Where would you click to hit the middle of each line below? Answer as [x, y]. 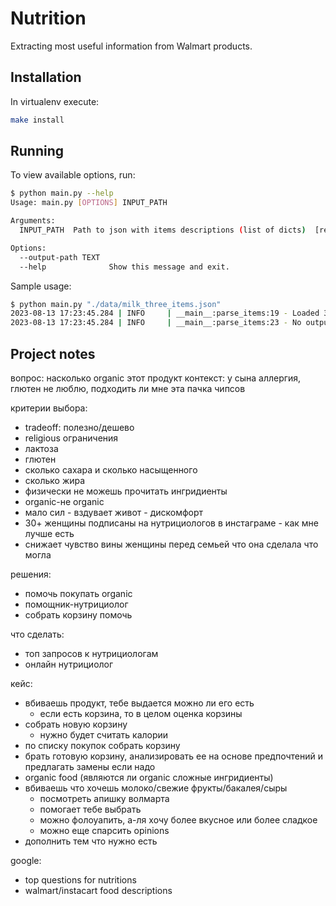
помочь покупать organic [78, 593]
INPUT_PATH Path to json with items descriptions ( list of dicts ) [163, 230]
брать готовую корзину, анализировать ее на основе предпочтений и [173, 756]
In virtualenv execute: [55, 101]
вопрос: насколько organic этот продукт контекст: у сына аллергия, [156, 378]
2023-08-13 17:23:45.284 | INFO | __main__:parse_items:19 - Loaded [165, 313]
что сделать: [37, 634]
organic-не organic [64, 501]
